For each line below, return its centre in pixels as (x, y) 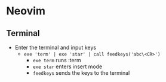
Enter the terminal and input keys (56, 47)
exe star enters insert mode (67, 66)
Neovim (26, 11)
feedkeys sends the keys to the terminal (81, 73)
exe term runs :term (57, 60)
